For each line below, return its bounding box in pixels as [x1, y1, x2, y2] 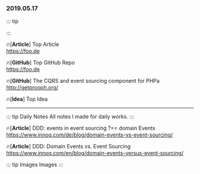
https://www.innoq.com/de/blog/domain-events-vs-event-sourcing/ [6, 131, 173, 138]
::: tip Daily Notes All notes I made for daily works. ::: [6, 113, 135, 120]
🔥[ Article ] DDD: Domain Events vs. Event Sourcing [6, 143, 131, 150]
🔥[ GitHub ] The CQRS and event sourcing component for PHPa [6, 77, 160, 85]
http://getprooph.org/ [6, 84, 58, 91]
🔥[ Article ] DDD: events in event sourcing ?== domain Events [6, 125, 156, 132]
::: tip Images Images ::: [6, 161, 64, 168]
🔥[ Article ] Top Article [6, 41, 60, 48]
